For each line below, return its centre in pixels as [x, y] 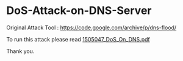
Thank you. [20, 51]
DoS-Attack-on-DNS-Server [79, 11]
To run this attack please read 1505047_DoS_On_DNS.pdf [78, 39]
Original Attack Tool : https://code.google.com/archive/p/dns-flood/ [91, 27]
